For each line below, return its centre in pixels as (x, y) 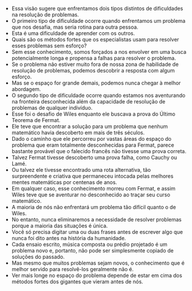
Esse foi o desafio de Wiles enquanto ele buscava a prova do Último (93, 114)
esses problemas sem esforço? (49, 46)
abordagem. (26, 89)
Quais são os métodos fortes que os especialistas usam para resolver (95, 39)
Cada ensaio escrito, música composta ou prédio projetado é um (89, 244)
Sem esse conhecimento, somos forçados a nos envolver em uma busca (99, 52)
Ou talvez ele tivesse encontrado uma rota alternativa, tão (81, 170)
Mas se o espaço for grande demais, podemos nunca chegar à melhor (96, 83)
